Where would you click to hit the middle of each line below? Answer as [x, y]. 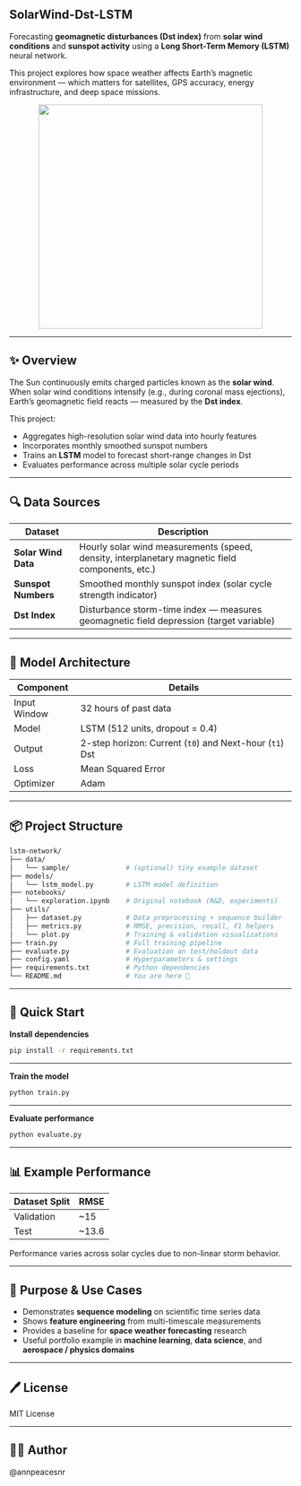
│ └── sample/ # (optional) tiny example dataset [133, 868]
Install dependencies [49, 1034]
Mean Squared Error [123, 769]
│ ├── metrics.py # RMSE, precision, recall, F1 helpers [142, 926]
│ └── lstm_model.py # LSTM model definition [114, 884]
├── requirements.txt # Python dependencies [110, 968]
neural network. [39, 55]
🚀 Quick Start [47, 1012]
